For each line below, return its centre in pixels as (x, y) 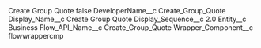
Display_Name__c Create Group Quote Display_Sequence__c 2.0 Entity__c (127, 19)
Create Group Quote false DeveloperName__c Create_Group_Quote (117, 11)
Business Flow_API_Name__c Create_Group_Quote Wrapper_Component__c (130, 28)
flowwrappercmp (36, 36)
